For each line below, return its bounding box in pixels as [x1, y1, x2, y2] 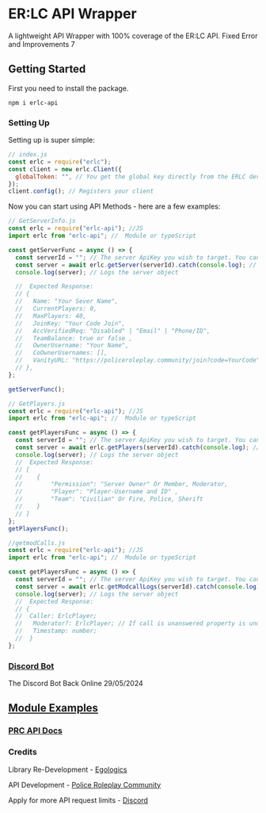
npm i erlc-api [8, 98, 59, 107]
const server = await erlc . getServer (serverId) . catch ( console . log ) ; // [15, 261, 257, 269]
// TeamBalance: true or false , [15, 334, 133, 342]
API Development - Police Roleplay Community [8, 780, 161, 789]
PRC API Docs [8, 725, 63, 736]
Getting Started [8, 63, 86, 76]
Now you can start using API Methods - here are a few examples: [8, 201, 221, 211]
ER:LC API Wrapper [8, 5, 137, 23]
